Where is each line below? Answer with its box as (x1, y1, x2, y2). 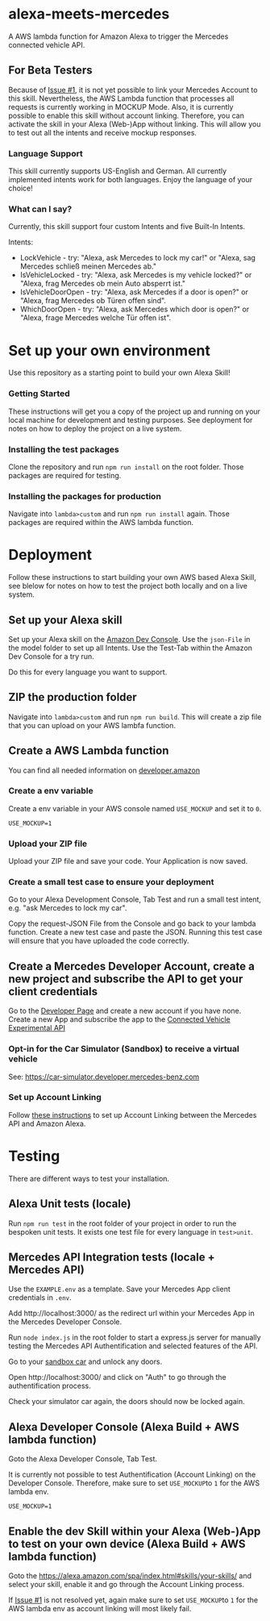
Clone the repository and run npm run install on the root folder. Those (8, 461, 244, 472)
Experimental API (8, 1023, 66, 1033)
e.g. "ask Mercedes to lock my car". (8, 903, 127, 913)
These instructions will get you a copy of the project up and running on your (8, 406, 260, 416)
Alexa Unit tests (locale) (8, 1197, 131, 1211)
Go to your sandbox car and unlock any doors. (8, 1356, 163, 1367)
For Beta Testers (8, 64, 93, 77)
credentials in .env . (8, 1293, 73, 1302)
